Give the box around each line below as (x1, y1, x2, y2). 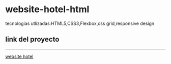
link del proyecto (5, 35, 60, 44)
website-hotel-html (5, 4, 90, 15)
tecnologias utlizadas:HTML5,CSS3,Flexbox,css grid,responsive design (5, 20, 155, 26)
